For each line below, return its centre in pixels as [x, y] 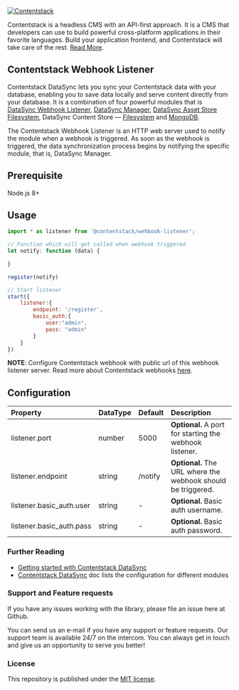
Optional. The [194, 463]
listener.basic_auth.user [51, 506]
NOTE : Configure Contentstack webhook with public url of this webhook [113, 363]
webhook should [198, 481]
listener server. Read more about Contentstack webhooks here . [100, 370]
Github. [18, 616]
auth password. [196, 531]
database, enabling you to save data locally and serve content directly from [118, 94]
